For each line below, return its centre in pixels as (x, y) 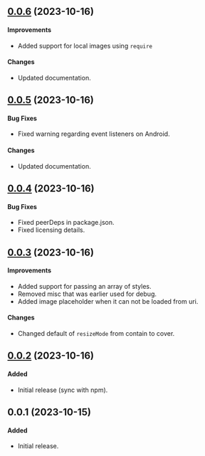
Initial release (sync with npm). (63, 390)
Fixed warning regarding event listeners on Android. (94, 134)
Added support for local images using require (85, 46)
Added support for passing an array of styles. (84, 286)
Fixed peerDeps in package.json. (66, 223)
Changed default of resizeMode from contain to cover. (96, 333)
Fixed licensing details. (51, 230)
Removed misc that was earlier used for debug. (87, 294)
